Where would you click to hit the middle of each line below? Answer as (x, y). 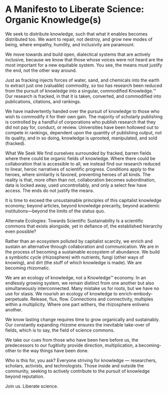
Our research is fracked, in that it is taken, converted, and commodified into (83, 96)
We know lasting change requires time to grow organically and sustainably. (82, 319)
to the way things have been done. (53, 350)
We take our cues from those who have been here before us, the (72, 340)
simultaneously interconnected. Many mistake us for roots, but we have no (82, 288)
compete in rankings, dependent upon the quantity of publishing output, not (83, 132)
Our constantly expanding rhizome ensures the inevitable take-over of (78, 325)
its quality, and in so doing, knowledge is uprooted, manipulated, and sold (81, 138)
